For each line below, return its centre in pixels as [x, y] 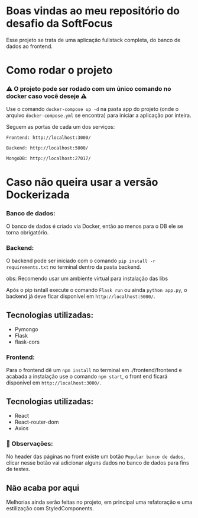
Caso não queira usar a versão [82, 182]
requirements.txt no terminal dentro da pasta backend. [74, 267]
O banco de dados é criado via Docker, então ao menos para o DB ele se [95, 226]
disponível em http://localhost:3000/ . [54, 383]
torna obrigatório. [27, 232]
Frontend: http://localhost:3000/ [49, 138]
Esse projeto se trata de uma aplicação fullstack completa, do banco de [93, 40]
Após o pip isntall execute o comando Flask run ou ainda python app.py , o [97, 290]
